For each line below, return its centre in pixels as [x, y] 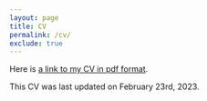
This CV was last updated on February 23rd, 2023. [104, 86]
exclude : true [36, 43]
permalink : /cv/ [40, 35]
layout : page [34, 18]
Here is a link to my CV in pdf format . [79, 69]
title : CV [28, 26]
